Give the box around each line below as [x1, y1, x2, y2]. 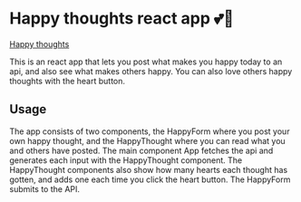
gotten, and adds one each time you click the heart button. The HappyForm [9, 174, 291, 185]
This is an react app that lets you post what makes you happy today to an [9, 56, 283, 67]
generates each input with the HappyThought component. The [9, 154, 243, 166]
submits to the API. [9, 183, 80, 194]
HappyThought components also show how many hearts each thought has [9, 164, 288, 175]
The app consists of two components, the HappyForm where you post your [9, 126, 290, 137]
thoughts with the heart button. [9, 75, 125, 86]
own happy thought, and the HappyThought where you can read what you [9, 135, 286, 146]
